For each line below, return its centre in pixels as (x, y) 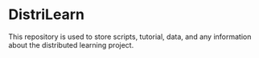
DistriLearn (46, 15)
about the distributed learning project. (71, 44)
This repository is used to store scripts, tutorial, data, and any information (130, 37)
